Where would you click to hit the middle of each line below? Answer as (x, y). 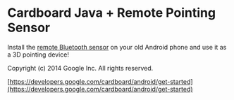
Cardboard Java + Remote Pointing (112, 13)
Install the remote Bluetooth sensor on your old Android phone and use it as (117, 47)
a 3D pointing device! (38, 55)
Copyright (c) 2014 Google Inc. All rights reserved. (80, 68)
